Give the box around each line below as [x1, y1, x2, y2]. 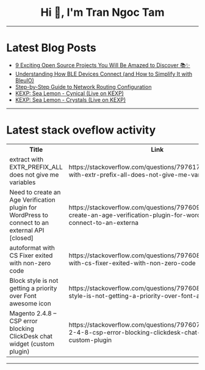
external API [9, 226, 45, 234]
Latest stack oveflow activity [6, 123, 156, 137]
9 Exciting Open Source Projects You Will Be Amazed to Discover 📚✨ [15, 61, 190, 69]
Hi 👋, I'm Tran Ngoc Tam [40, 5, 165, 20]
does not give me [9, 170, 59, 179]
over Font [9, 291, 37, 300]
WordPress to [9, 210, 49, 219]
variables [9, 178, 36, 187]
